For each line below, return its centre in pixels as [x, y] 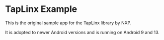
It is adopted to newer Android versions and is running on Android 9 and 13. [82, 32]
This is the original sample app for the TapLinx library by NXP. [68, 23]
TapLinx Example [41, 9]
